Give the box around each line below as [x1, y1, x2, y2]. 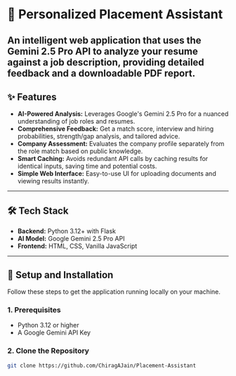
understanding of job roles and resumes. [17, 117, 136, 126]
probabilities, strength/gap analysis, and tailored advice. [17, 132, 181, 141]
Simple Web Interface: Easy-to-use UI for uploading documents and [17, 169, 216, 178]
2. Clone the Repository [7, 346, 90, 356]
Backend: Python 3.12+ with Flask [17, 227, 117, 235]
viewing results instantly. [17, 177, 89, 186]
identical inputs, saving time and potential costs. [17, 162, 157, 171]
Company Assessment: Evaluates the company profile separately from [17, 140, 225, 148]
